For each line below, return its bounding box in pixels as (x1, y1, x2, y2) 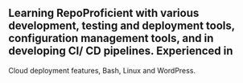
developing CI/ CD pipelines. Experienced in (8, 44, 233, 58)
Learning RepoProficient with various (8, 6, 200, 20)
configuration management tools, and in (8, 31, 214, 45)
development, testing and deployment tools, (8, 19, 235, 33)
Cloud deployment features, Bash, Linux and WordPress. (8, 65, 196, 75)
